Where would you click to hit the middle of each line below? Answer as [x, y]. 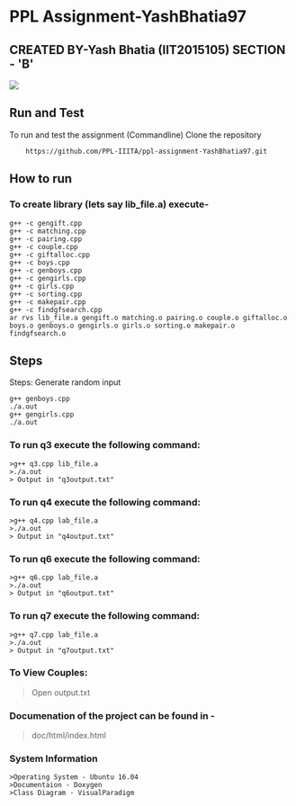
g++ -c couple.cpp [44, 246]
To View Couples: [49, 673]
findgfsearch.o [38, 333]
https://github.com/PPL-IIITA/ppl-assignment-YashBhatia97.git [147, 151]
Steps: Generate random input [65, 382]
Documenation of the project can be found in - [112, 715]
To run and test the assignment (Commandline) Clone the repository [135, 134]
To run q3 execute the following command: [105, 445]
